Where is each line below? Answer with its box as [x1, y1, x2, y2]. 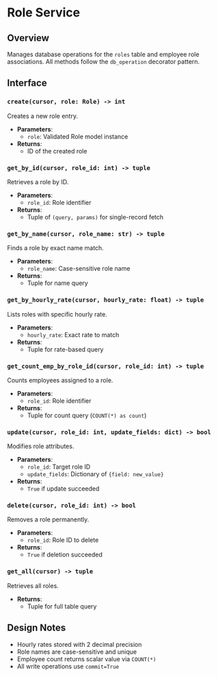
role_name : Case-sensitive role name [27, 264, 131, 273]
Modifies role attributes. [7, 442, 74, 450]
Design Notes [7, 622, 66, 634]
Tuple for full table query [27, 602, 97, 611]
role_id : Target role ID [27, 463, 91, 471]
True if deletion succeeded [27, 550, 103, 559]
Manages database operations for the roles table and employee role [7, 50, 200, 58]
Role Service [7, 5, 81, 21]
